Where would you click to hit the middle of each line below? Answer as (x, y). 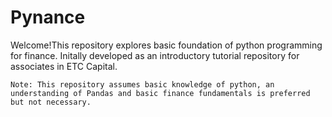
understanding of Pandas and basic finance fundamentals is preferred (160, 93)
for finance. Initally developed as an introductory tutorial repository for (155, 55)
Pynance (48, 17)
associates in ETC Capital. (64, 66)
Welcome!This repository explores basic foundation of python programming (166, 45)
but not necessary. (51, 102)
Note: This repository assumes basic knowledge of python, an (142, 84)
